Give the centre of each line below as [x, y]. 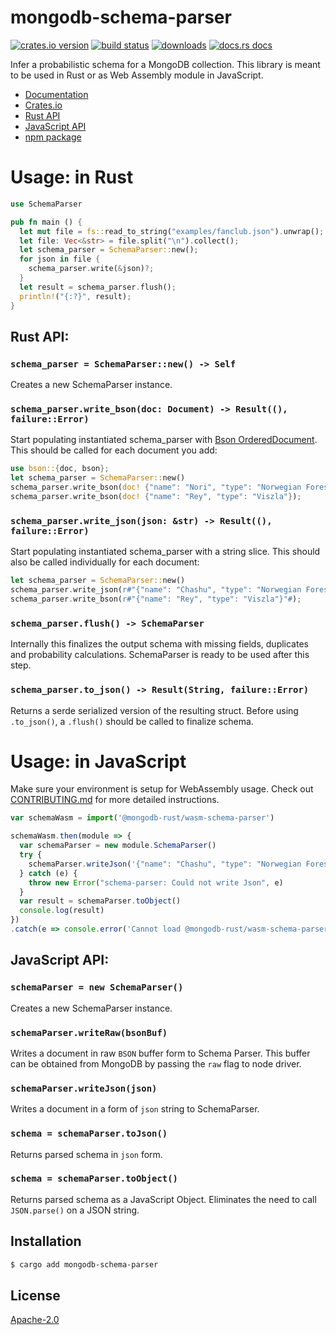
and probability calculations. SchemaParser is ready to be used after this [160, 655]
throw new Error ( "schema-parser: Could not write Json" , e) [156, 882]
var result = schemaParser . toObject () [100, 901]
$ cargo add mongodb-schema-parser [84, 1264]
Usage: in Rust [72, 177]
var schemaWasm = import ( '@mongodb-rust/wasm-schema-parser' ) [142, 818]
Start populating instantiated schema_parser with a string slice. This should [165, 552]
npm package [53, 137]
